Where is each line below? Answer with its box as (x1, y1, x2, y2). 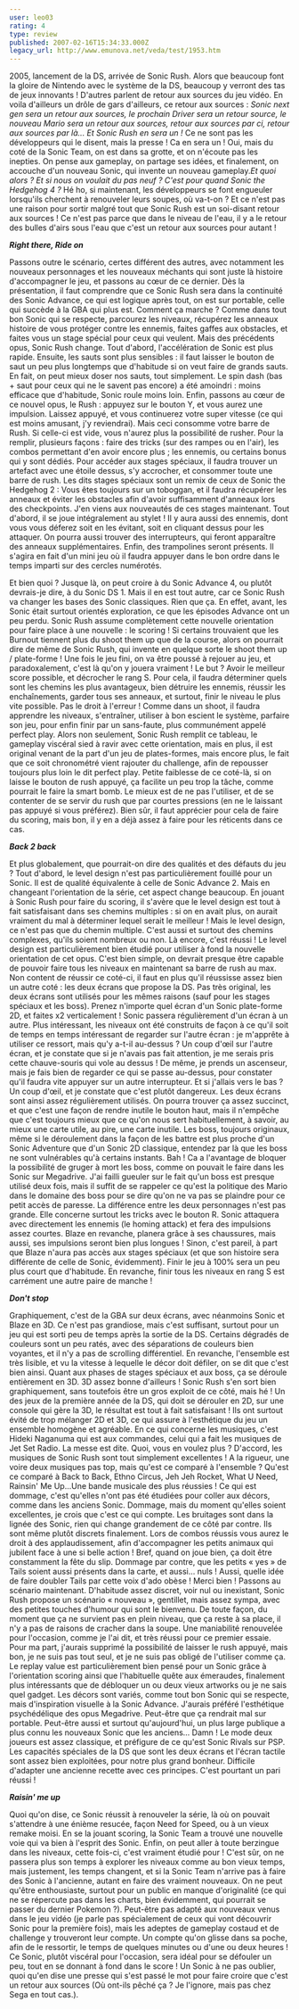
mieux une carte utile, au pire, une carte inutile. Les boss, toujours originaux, (9, 1124, 290, 1135)
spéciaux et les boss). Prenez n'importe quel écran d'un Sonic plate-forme (9, 1001, 283, 1012)
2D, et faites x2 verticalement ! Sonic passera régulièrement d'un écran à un (9, 1010, 288, 1021)
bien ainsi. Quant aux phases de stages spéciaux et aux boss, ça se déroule (9, 1367, 287, 1378)
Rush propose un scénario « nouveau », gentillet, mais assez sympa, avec (9, 1594, 280, 1606)
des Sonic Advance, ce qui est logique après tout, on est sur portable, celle (9, 295, 285, 306)
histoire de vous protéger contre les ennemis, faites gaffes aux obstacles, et (9, 323, 288, 335)
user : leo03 (9, 12, 53, 22)
